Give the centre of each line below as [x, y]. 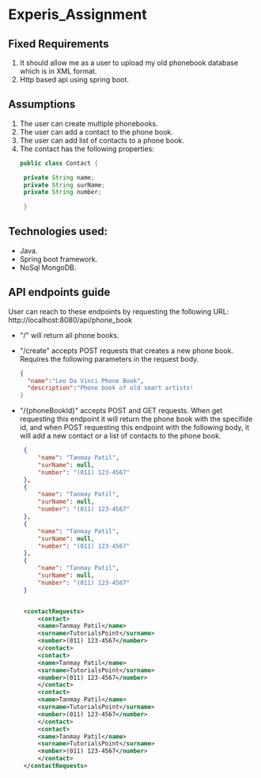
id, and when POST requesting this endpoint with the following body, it [134, 427]
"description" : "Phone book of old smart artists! [110, 388]
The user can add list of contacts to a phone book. [102, 140]
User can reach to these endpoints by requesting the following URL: [119, 311]
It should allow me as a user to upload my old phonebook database [129, 63]
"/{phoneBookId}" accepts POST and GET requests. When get [121, 411]
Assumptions [42, 104]
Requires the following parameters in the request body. [109, 359]
